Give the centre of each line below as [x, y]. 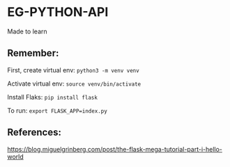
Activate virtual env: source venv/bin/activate [74, 83]
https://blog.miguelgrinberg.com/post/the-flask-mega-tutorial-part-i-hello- [115, 149]
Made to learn [27, 31]
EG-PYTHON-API [58, 12]
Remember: [33, 53]
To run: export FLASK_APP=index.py [58, 110]
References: [34, 133]
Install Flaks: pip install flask [52, 97]
